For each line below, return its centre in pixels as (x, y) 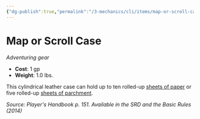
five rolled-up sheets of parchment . (50, 93)
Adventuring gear (28, 57)
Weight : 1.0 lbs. (34, 75)
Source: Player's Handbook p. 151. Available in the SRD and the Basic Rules (99, 104)
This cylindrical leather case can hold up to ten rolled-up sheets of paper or (99, 86)
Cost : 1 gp (27, 69)
